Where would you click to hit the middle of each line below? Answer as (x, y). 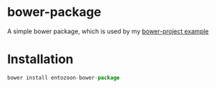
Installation (40, 59)
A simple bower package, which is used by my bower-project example (108, 31)
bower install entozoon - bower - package (63, 78)
